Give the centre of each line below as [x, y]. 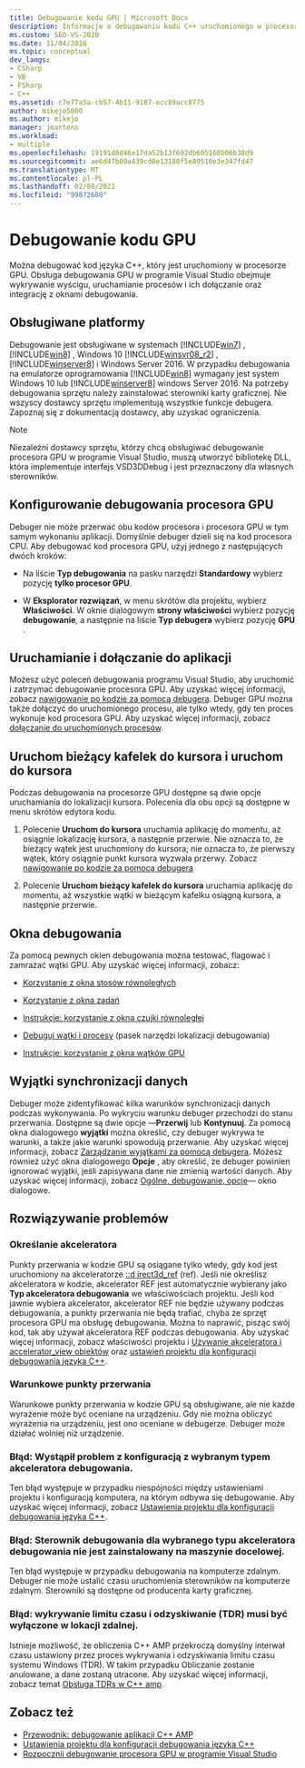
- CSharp [26, 69]
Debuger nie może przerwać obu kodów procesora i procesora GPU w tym [149, 527]
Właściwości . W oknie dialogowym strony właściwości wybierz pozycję [158, 610]
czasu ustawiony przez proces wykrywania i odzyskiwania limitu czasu [142, 1654]
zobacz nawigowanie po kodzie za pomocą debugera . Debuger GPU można [151, 699]
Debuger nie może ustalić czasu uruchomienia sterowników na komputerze [150, 1581]
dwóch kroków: [38, 556]
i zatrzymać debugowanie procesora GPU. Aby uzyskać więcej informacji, [148, 689]
